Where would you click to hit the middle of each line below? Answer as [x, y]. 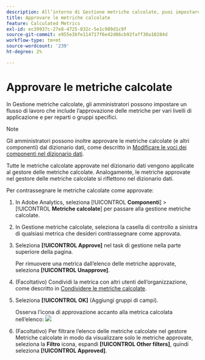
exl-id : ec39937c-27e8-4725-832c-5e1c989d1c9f [67, 29]
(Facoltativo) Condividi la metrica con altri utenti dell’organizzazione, [101, 282]
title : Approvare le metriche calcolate [59, 18]
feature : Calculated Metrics [43, 23]
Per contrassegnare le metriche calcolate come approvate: [80, 190]
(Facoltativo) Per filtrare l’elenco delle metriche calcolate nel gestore [101, 331]
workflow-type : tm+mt [34, 40]
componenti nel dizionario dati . [45, 154]
